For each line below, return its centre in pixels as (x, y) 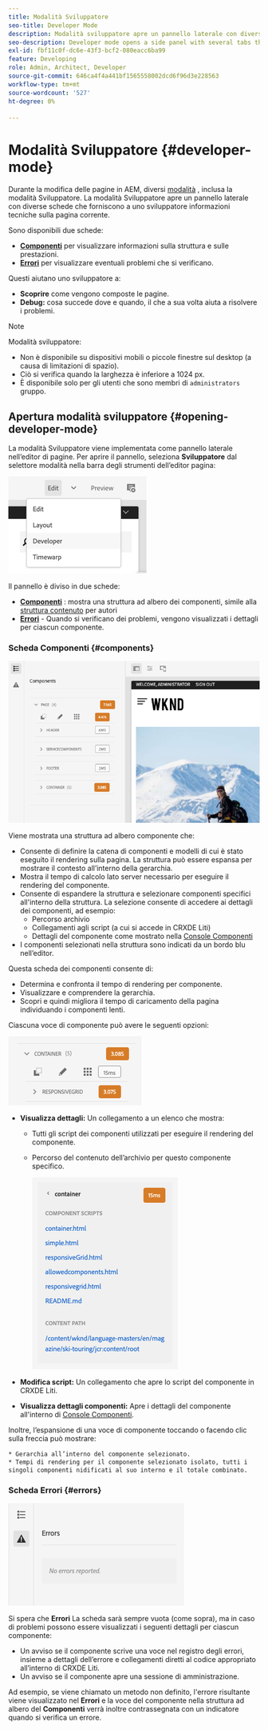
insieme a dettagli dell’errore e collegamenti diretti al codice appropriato (138, 1660)
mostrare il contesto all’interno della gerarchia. (96, 868)
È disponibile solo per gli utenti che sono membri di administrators (130, 383)
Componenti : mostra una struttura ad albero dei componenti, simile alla (138, 601)
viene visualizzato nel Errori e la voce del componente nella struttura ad (126, 1700)
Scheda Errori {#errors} (55, 1490)
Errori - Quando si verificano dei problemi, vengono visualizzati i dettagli (139, 619)
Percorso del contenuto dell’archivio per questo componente (131, 1157)
